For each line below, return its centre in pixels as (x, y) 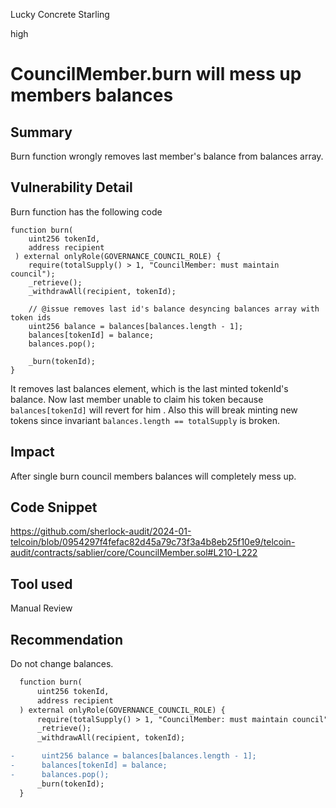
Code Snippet (54, 507)
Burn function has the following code (86, 211)
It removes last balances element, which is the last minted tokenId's (149, 388)
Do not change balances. (62, 664)
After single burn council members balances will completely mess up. (153, 476)
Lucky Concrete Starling (60, 14)
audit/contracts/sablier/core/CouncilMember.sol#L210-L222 (134, 553)
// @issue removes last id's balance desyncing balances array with (174, 309)
